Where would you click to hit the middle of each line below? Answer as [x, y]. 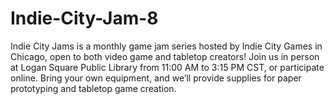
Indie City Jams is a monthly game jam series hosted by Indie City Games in [166, 46]
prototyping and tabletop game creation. [93, 88]
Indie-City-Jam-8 [84, 18]
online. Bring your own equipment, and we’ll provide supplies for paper [156, 78]
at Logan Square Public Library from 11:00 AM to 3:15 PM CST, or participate [167, 67]
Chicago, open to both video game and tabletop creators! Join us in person [165, 56]
